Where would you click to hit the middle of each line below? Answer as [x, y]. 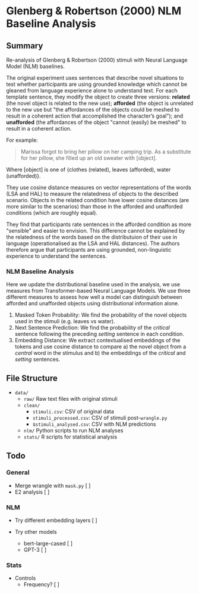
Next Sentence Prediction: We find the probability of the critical [92, 328]
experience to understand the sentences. [56, 256]
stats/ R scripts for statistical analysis [70, 437]
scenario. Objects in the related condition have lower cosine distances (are [97, 200]
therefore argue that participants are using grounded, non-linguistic [89, 250]
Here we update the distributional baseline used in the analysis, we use [93, 284]
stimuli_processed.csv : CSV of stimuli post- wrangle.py [100, 418]
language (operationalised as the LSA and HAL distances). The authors [93, 243]
